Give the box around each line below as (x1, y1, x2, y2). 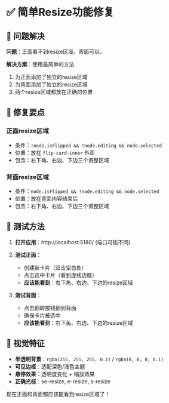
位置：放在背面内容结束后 (14, 195, 78, 202)
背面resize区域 (6, 173, 49, 181)
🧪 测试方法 (6, 222, 45, 232)
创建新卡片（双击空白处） (23, 264, 87, 271)
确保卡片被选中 (23, 312, 61, 319)
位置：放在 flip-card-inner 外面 (14, 149, 96, 156)
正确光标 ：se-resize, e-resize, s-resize (14, 377, 111, 385)
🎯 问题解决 (6, 31, 45, 41)
